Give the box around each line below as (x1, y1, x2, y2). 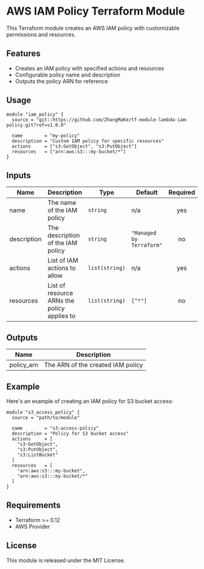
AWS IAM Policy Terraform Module (6, 4, 185, 18)
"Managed (131, 230, 157, 236)
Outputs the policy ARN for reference (15, 77, 108, 84)
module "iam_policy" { (6, 111, 64, 117)
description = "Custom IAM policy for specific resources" (12, 138, 165, 144)
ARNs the (47, 297, 75, 305)
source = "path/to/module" (12, 415, 80, 421)
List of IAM (47, 257, 79, 265)
